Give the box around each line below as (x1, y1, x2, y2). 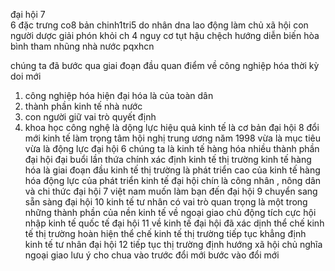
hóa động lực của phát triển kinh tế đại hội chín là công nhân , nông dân (24, 175, 322, 186)
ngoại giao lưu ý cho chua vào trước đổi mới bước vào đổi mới (24, 249, 280, 261)
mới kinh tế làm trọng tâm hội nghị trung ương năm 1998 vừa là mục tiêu (24, 132, 321, 144)
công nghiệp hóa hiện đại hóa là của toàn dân (24, 90, 214, 101)
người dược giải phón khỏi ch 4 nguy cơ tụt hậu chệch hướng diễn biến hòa (10, 30, 320, 41)
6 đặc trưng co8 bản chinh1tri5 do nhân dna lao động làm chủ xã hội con (10, 19, 309, 31)
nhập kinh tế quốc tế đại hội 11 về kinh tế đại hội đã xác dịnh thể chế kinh (24, 217, 325, 229)
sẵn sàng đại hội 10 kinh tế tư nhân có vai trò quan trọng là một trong (24, 196, 308, 208)
